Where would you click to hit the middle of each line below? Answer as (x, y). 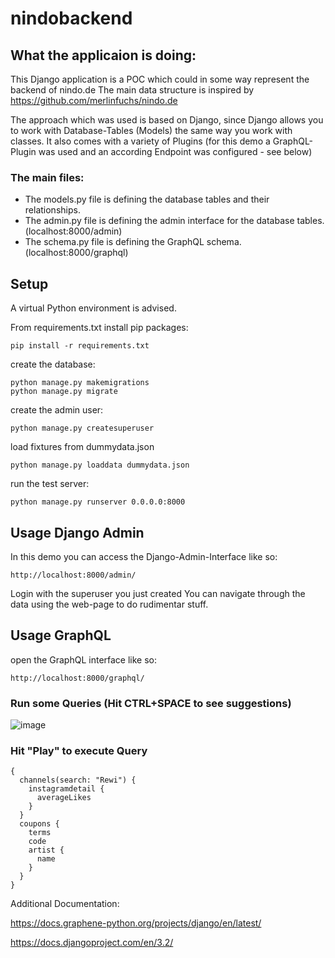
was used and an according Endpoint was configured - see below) (175, 151)
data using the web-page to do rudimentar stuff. (109, 604)
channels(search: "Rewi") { (78, 780)
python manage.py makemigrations (80, 383)
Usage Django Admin (77, 532)
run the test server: (50, 484)
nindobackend (71, 18)
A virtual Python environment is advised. (93, 308)
